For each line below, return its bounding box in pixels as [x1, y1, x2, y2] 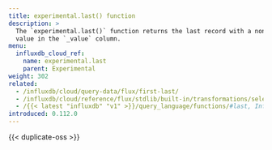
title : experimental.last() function [8, 11, 136, 20]
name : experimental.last [23, 58, 107, 66]
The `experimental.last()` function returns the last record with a [15, 27, 252, 35]
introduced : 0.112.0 [8, 110, 79, 118]
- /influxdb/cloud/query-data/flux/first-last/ [15, 87, 180, 96]
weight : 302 [8, 72, 49, 80]
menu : [8, 42, 27, 50]
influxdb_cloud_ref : [15, 49, 85, 58]
